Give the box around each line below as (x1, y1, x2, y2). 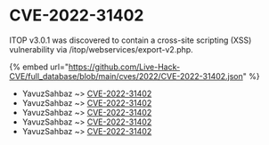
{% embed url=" (9, 61, 69, 72)
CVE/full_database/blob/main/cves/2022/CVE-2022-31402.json (9, 70, 243, 81)
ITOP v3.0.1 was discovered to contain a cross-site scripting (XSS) (9, 35, 252, 45)
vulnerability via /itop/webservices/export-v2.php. (9, 44, 193, 54)
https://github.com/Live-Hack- (68, 61, 181, 72)
